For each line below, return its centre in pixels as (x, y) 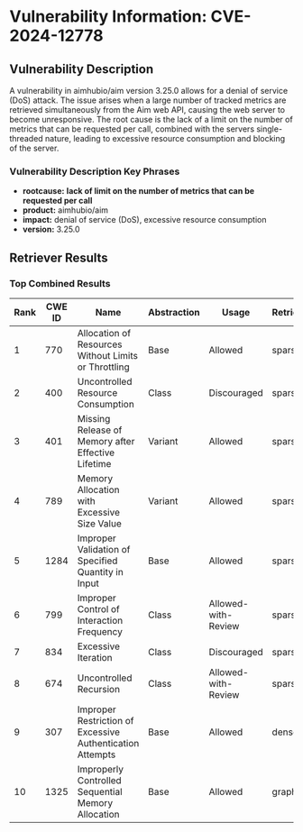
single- (269, 129)
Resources (100, 344)
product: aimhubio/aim (65, 210)
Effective (96, 453)
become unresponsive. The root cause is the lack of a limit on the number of (151, 119)
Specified (97, 561)
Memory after (106, 441)
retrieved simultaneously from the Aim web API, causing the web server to (147, 110)
